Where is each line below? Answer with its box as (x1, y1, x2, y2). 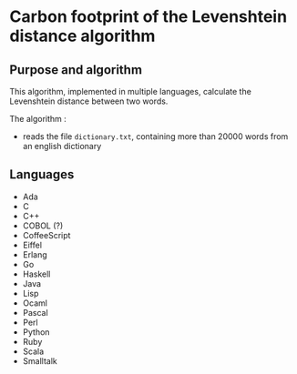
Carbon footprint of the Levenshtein (9, 6, 288, 27)
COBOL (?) (22, 220, 64, 231)
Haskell (22, 268, 51, 279)
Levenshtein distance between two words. (9, 96, 169, 106)
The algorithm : (9, 114, 67, 124)
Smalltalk (22, 355, 57, 366)
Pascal (22, 307, 48, 318)
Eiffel (22, 239, 43, 250)
